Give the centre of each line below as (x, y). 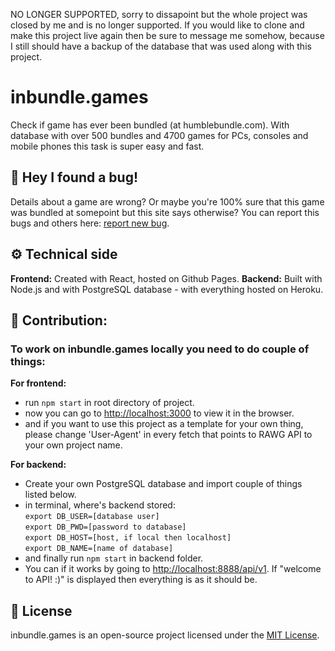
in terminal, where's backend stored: (100, 505)
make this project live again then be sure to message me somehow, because (167, 35)
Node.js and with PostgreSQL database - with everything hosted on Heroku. (167, 289)
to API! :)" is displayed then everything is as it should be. (141, 580)
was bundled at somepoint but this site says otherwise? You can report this (165, 212)
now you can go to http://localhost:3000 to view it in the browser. (159, 413)
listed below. (50, 495)
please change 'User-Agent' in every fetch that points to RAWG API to (168, 435)
